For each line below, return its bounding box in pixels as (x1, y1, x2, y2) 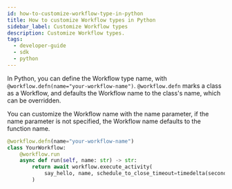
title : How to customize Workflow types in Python (7, 17, 156, 24)
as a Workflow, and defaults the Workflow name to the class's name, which (7, 89, 221, 97)
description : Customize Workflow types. (7, 29, 126, 37)
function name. (7, 124, 50, 132)
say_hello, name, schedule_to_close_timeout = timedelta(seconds (43, 170, 230, 177)
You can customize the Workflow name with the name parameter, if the (7, 109, 209, 118)
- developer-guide (13, 42, 67, 49)
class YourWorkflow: (7, 144, 67, 151)
